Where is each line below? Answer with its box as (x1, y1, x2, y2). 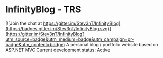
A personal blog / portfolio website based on (66, 41, 158, 47)
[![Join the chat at (5, 20, 42, 26)
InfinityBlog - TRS (5, 4, 81, 15)
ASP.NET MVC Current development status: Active (5, 47, 111, 53)
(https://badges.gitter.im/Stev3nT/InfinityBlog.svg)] (5, 25, 112, 31)
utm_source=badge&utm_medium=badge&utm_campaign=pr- (5, 36, 134, 42)
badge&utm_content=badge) (5, 41, 65, 47)
